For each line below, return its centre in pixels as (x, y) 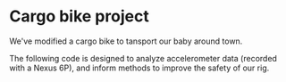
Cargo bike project (79, 16)
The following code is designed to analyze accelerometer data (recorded (143, 58)
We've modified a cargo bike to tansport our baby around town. (126, 41)
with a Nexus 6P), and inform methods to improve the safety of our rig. (139, 68)
